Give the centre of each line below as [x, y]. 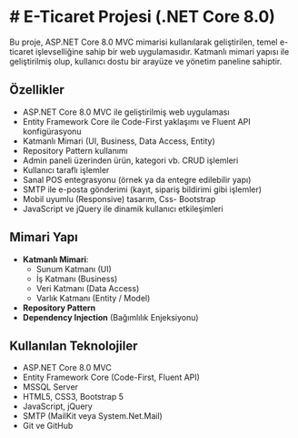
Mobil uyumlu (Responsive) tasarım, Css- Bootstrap [119, 199]
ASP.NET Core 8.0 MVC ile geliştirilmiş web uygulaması [126, 112]
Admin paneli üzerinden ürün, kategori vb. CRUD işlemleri [130, 160]
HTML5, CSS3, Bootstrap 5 [73, 397]
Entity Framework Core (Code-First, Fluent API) [111, 377]
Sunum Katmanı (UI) [74, 269]
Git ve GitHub [48, 426]
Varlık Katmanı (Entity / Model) [93, 298]
